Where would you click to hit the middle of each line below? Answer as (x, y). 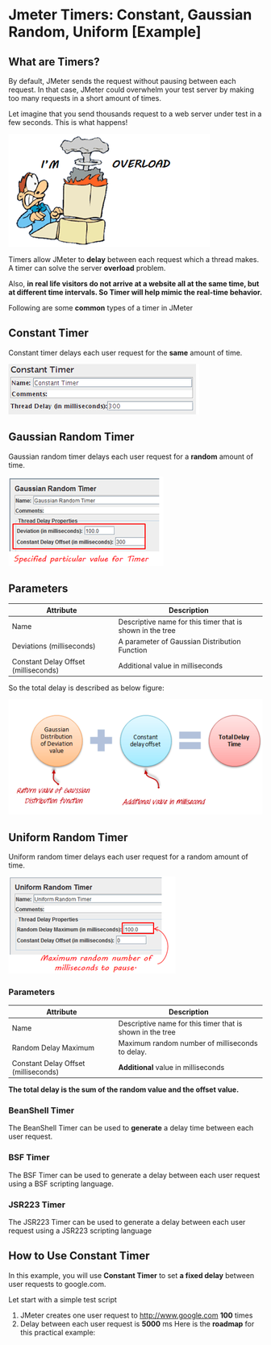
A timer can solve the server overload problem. (87, 268)
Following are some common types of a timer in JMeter (101, 308)
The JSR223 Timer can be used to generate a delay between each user (127, 1222)
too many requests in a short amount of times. (85, 98)
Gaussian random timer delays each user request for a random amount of (131, 456)
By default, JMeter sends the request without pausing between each (122, 81)
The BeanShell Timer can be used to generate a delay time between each (131, 1128)
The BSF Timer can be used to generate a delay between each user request (134, 1175)
